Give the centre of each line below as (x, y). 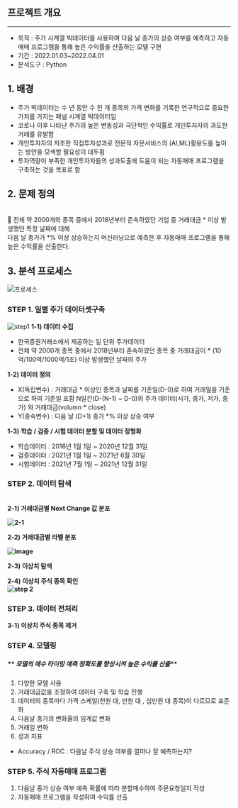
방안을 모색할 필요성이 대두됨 (65, 152)
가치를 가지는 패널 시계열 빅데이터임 (67, 116)
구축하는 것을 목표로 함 (49, 170)
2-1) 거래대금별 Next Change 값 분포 (59, 508)
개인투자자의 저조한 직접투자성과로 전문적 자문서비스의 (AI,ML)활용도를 (115, 143)
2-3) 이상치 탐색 (30, 565)
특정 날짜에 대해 (48, 228)
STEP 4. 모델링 (32, 646)
